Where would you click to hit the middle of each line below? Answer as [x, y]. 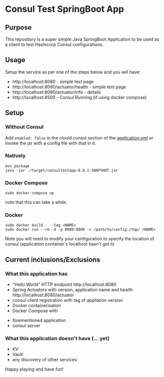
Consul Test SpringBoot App [65, 9]
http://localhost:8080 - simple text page [53, 81]
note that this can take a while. [36, 202]
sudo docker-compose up [30, 193]
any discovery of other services [45, 360]
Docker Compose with [35, 311]
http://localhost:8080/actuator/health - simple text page [69, 87]
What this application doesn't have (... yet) [57, 338]
